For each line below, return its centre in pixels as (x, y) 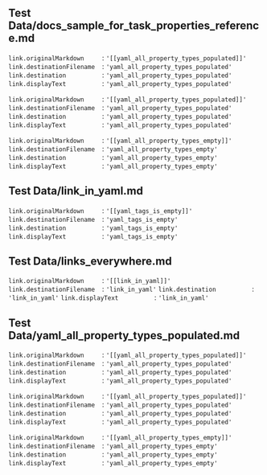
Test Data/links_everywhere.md (90, 262)
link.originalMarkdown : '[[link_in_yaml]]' (90, 280)
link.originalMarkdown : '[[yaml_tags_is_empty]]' (101, 210)
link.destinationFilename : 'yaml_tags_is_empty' (93, 219)
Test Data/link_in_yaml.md (76, 191)
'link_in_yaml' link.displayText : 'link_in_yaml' (109, 297)
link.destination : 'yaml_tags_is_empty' (93, 227)
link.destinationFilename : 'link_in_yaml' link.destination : (131, 289)
